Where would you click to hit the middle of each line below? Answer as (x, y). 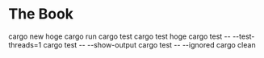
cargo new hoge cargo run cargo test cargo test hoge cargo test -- (120, 36)
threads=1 (25, 44)
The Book (41, 14)
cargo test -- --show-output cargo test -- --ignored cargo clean (149, 44)
